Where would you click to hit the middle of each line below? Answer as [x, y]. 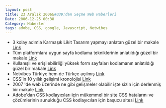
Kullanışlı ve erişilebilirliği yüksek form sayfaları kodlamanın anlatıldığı [83, 63]
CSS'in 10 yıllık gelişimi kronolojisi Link [51, 79]
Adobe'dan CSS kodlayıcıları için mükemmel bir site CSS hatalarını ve [83, 95]
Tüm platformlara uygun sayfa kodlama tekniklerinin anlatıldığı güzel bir [85, 53]
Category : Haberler [25, 24]
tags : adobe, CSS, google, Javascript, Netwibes [56, 28]
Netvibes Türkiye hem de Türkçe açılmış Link [58, 74]
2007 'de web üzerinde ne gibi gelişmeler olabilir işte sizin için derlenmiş [87, 84]
